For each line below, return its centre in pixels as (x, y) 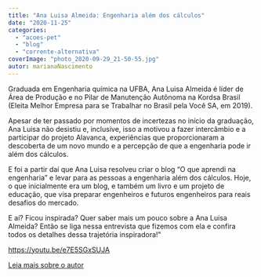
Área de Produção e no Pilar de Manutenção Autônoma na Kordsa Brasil (124, 97)
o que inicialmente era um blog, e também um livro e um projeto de (116, 186)
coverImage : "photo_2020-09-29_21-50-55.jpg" (83, 60)
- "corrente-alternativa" (58, 52)
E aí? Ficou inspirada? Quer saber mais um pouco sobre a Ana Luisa (118, 217)
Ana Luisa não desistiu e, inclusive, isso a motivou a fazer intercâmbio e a (127, 129)
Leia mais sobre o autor (46, 264)
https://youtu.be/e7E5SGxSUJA (59, 250)
